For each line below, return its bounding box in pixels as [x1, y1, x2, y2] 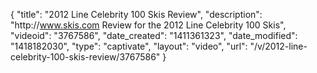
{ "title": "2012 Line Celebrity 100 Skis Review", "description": [10, 9, 263, 20]
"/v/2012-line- [249, 40, 308, 52]
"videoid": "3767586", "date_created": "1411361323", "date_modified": [10, 30, 298, 41]
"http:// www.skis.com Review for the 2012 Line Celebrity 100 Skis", [10, 19, 287, 31]
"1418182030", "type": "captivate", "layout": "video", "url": [10, 40, 248, 52]
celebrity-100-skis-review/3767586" [10, 51, 161, 63]
